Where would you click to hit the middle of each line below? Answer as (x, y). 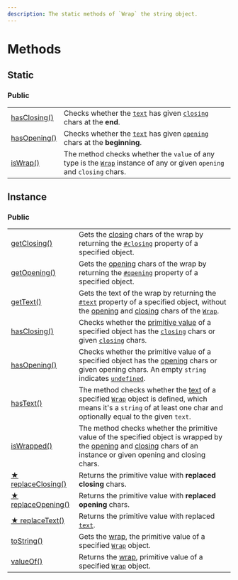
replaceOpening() (40, 505)
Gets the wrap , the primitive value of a (142, 537)
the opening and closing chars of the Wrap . (149, 311)
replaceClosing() (39, 484)
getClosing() (32, 244)
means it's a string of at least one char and (151, 408)
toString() (27, 541)
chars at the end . (92, 122)
